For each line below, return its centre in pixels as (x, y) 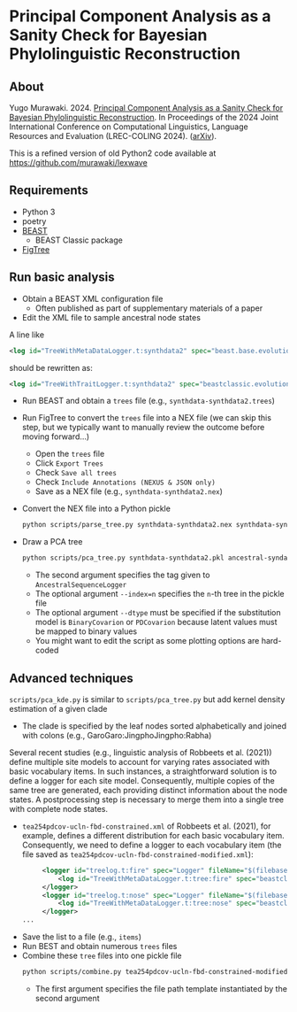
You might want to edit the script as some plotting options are (147, 641)
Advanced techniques (72, 678)
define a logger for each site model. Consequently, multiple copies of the (142, 780)
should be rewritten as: (51, 367)
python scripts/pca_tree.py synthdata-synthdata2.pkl (123, 558)
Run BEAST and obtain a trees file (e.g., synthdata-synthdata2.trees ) (148, 401)
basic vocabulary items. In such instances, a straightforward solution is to (143, 771)
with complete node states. (59, 808)
